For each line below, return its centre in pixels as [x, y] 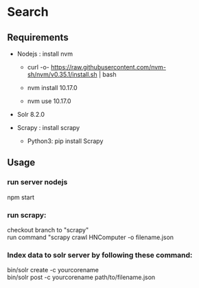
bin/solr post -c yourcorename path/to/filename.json [81, 277]
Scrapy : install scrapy [48, 128]
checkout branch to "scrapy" [48, 230]
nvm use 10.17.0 [49, 101]
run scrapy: [27, 215]
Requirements [38, 37]
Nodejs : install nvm [45, 54]
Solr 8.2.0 [31, 114]
